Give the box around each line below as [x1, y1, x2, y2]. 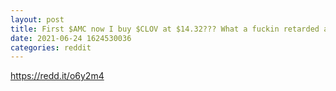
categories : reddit [10, 42, 92, 53]
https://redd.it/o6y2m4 [10, 70, 105, 82]
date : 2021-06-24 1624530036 [10, 33, 132, 43]
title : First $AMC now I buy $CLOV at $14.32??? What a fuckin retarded [10, 24, 320, 34]
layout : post [10, 14, 65, 25]
